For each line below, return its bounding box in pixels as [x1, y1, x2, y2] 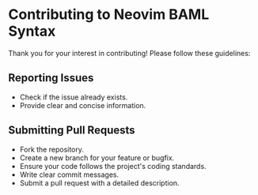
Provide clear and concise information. [19, 100, 146, 110]
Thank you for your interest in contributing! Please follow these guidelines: [8, 48, 251, 58]
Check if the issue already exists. [19, 92, 128, 102]
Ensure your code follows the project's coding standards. [19, 161, 207, 171]
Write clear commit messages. [19, 170, 120, 179]
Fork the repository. [19, 144, 85, 154]
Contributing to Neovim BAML [8, 6, 210, 24]
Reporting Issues [8, 71, 94, 84]
